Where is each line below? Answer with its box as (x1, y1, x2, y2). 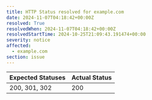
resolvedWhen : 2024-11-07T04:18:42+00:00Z (6, 25, 116, 32)
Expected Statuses (9, 73, 66, 82)
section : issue (6, 54, 45, 60)
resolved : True (6, 20, 45, 26)
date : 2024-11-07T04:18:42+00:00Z (6, 15, 95, 21)
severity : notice (6, 37, 51, 43)
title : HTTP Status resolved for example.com (6, 8, 124, 15)
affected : (6, 43, 32, 49)
